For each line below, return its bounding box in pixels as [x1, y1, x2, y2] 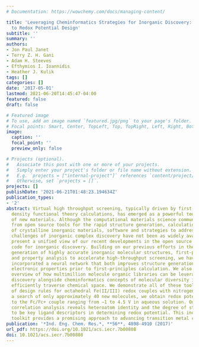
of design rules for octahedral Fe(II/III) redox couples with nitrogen [11, 288, 195, 294]
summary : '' [6, 36, 36, 42]
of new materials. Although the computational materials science [11, 216, 176, 222]
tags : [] [6, 74, 28, 80]
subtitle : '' [6, 30, 38, 36]
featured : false [6, 96, 46, 102]
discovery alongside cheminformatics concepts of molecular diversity [11, 277, 190, 283]
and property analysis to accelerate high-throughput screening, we [11, 255, 184, 261]
